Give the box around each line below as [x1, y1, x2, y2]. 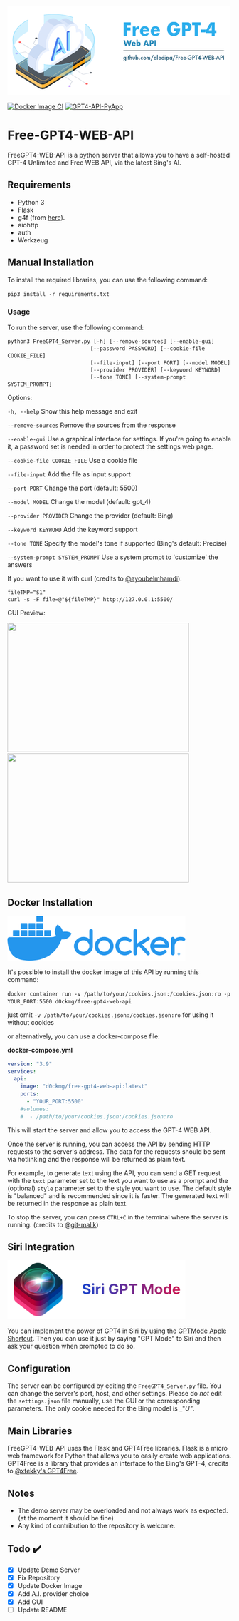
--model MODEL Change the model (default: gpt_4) [7, 497, 152, 506]
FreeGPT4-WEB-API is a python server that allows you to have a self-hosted [7, 150, 230, 159]
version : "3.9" [7, 1060, 53, 1068]
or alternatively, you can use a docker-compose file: [7, 1032, 160, 1040]
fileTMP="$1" [7, 588, 46, 596]
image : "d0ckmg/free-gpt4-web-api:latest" [20, 1083, 148, 1090]
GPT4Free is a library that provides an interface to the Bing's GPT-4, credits [7, 1459, 229, 1468]
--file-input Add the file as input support [7, 469, 132, 479]
